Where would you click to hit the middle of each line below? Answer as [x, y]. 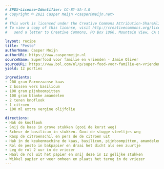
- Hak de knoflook [24, 123]
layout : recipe [20, 41]
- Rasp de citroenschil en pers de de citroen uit [58, 136]
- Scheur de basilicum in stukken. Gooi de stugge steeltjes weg [73, 132]
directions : [17, 118]
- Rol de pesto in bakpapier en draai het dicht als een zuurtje [73, 145]
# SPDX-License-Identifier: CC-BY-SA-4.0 [48, 10]
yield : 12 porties [24, 69]
